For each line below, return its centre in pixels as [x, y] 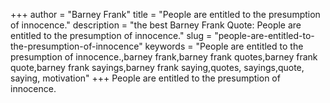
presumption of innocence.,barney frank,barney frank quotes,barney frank [164, 57]
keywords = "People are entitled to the [224, 46]
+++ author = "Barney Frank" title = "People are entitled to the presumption [165, 14]
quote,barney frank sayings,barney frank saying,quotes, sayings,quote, [157, 67]
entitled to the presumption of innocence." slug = [111, 35]
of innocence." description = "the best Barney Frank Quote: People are [156, 25]
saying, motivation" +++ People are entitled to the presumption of [145, 78]
